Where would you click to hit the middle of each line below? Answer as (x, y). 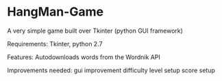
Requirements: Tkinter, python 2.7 (55, 44)
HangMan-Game (56, 12)
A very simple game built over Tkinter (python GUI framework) (95, 31)
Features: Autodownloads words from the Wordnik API (84, 57)
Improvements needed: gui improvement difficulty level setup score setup (111, 70)
